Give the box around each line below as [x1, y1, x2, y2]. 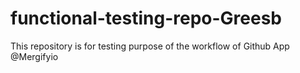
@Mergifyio [10, 50, 59, 62]
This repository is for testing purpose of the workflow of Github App [10, 40, 290, 52]
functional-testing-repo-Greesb [10, 7, 283, 30]
